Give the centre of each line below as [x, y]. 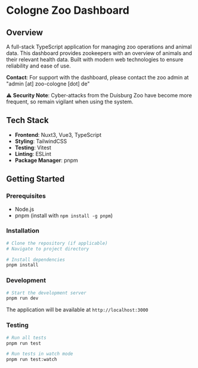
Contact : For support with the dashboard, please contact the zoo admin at [98, 77]
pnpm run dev [22, 298]
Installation [23, 231]
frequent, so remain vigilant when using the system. [70, 102]
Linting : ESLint [33, 154]
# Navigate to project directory [48, 249]
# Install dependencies [36, 260]
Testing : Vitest [33, 148]
